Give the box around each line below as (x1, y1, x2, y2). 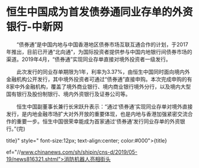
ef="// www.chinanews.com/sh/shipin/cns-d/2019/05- (6, 148, 138, 156)
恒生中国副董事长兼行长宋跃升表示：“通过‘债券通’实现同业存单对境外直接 (16, 103, 193, 110)
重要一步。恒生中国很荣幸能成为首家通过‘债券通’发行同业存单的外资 (16, 118, 181, 125)
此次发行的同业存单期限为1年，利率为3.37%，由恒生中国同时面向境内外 (16, 68, 190, 75)
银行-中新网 (6, 20, 63, 34)
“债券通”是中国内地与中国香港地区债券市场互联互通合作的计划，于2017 (16, 41, 188, 48)
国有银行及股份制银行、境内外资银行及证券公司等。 (6, 90, 131, 98)
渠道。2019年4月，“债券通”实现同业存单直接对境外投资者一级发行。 (6, 56, 172, 63)
